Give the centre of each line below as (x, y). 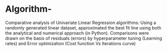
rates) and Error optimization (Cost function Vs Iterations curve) (71, 43)
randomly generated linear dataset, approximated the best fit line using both (83, 27)
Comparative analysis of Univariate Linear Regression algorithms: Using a (81, 23)
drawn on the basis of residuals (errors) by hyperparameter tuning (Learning (83, 38)
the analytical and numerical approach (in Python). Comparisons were (77, 33)
